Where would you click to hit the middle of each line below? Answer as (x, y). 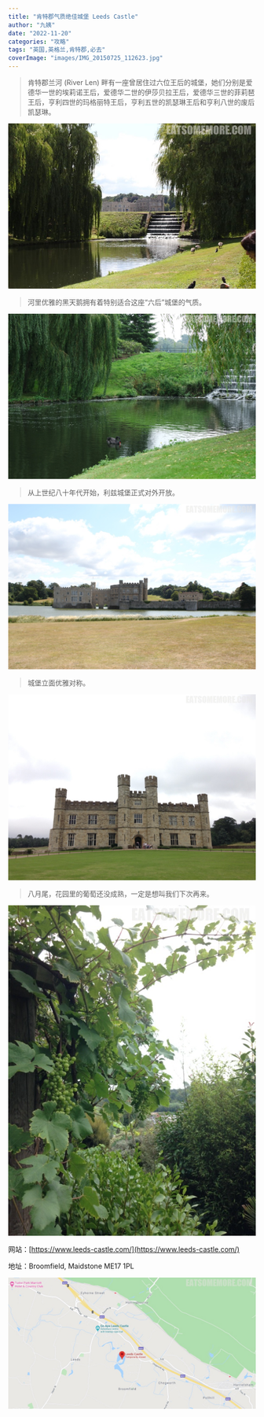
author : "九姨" (32, 25)
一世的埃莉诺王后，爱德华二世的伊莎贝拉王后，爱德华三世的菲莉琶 (148, 92)
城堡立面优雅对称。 (59, 683)
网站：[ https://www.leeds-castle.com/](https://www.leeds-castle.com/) (124, 1249)
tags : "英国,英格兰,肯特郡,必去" (57, 50)
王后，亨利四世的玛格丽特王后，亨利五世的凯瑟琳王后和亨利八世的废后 (141, 102)
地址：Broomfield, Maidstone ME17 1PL (71, 1266)
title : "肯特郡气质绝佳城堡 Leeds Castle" (73, 17)
